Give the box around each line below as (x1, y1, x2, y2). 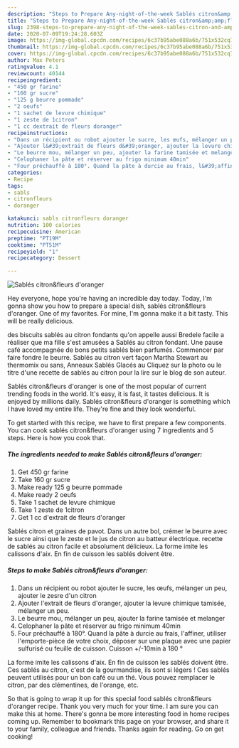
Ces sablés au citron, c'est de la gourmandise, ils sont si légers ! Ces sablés (7, 666, 230, 674)
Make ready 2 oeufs (17, 491, 77, 499)
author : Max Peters (7, 57, 65, 64)
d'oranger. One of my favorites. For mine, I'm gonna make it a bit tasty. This (7, 309, 229, 318)
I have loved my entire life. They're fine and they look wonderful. (7, 405, 196, 413)
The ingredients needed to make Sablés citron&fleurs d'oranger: (7, 449, 203, 459)
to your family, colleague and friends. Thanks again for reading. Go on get (7, 725, 224, 733)
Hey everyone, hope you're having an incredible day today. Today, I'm (7, 294, 212, 303)
